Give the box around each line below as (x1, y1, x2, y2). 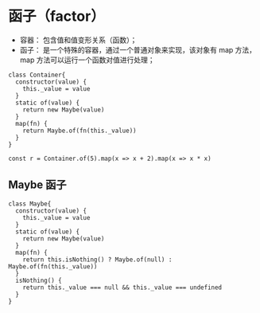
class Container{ (8, 71, 66, 79)
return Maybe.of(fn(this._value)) (22, 127, 137, 135)
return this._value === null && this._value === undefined (22, 284, 223, 291)
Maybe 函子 (8, 178, 67, 192)
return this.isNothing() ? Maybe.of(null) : (22, 256, 173, 264)
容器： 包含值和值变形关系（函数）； (19, 35, 138, 45)
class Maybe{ (8, 200, 52, 208)
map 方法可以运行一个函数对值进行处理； (19, 55, 155, 65)
